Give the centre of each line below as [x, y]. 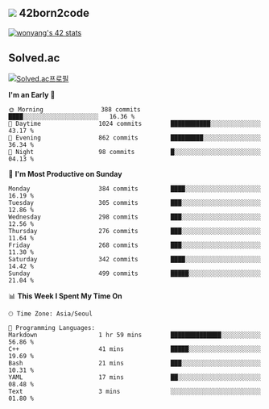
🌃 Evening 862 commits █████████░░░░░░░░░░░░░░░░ [135, 138]
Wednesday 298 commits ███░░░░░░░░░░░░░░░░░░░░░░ [135, 217]
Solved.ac [34, 58]
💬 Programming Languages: [52, 328]
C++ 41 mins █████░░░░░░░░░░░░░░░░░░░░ [135, 349]
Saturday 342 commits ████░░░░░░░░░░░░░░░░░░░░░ [135, 259]
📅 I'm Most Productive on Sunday [65, 173]
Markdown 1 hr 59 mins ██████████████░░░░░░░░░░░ [135, 335]
